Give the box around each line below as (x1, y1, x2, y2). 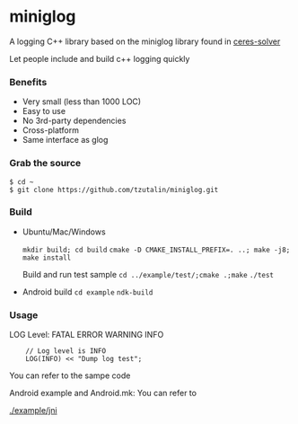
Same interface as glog (22, 135, 109, 146)
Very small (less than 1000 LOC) (22, 96, 142, 107)
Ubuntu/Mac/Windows (22, 226, 106, 237)
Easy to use (22, 106, 66, 117)
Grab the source (9, 157, 82, 170)
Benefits (9, 75, 48, 88)
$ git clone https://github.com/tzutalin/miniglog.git (9, 185, 219, 194)
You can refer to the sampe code (9, 370, 131, 381)
